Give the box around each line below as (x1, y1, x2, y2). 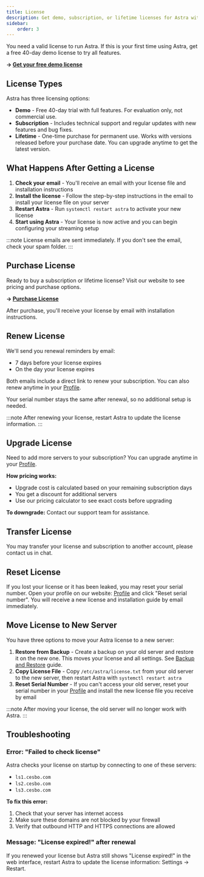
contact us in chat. (6, 549, 53, 556)
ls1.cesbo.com (15, 775, 51, 781)
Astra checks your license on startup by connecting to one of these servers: (6, 761, 197, 769)
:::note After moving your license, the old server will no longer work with (6, 705, 186, 712)
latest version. (15, 146, 51, 153)
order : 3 (17, 26, 39, 32)
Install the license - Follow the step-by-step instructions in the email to (15, 192, 193, 199)
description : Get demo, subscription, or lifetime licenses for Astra (6, 15, 189, 21)
